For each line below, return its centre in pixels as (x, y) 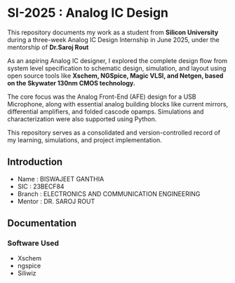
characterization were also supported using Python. (82, 119)
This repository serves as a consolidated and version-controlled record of (114, 132)
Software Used (33, 243)
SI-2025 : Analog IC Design (88, 13)
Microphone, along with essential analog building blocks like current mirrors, (118, 104)
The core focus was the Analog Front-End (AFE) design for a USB (102, 97)
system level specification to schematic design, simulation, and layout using (117, 68)
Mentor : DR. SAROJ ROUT (56, 201)
